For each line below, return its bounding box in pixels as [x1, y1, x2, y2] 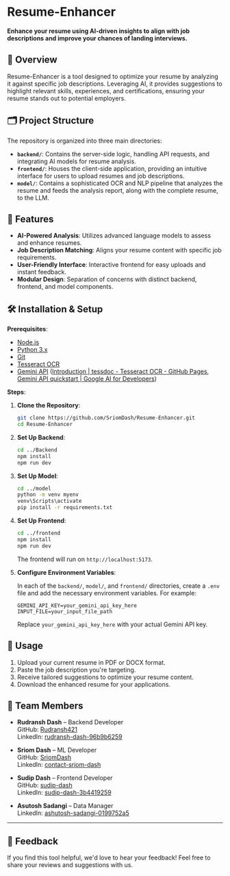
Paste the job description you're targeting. [16, 665, 136, 674]
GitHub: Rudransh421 [16, 725, 77, 734]
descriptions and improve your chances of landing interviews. [7, 34, 188, 42]
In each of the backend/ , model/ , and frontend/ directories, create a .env [16, 581, 220, 590]
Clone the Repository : [16, 401, 81, 410]
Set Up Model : [16, 471, 58, 480]
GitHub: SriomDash [16, 753, 72, 761]
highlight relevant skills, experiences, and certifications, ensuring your [7, 86, 205, 95]
